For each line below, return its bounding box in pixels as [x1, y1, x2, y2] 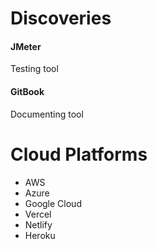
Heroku [24, 229, 56, 241]
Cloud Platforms [10, 143, 148, 166]
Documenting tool [10, 108, 84, 120]
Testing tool [10, 63, 59, 75]
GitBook [10, 85, 45, 97]
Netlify [24, 218, 53, 231]
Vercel [24, 208, 52, 220]
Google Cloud [24, 197, 82, 209]
